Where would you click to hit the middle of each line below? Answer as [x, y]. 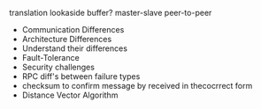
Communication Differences [73, 29]
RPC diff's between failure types [81, 76]
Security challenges [58, 67]
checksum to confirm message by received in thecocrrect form [137, 86]
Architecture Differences [67, 39]
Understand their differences [75, 48]
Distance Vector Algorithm [70, 95]
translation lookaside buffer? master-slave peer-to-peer [111, 13]
